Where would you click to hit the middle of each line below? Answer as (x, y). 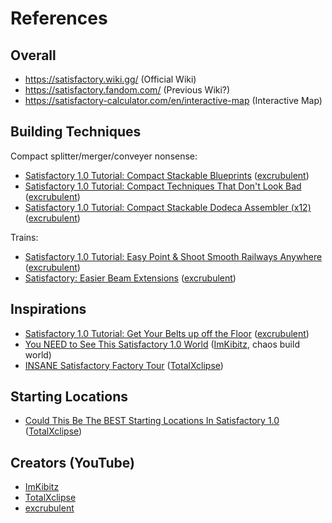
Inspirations (48, 309)
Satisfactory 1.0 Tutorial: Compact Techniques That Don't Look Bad (163, 186)
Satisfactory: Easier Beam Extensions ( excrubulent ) (130, 278)
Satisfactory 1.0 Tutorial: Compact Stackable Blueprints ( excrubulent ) (167, 175)
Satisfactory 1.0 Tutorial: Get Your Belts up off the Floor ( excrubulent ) (167, 333)
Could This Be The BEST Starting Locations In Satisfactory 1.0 (152, 421)
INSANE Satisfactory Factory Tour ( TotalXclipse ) (124, 365)
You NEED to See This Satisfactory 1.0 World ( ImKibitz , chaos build (162, 344)
